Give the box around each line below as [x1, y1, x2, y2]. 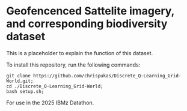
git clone [6, 73, 31, 79]
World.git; [6, 78, 34, 84]
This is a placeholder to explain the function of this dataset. [6, 49, 153, 56]
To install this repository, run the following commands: [6, 61, 141, 68]
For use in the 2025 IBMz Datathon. [6, 99, 94, 106]
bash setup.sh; [6, 88, 44, 94]
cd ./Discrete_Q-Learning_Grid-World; [6, 83, 103, 89]
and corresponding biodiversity [6, 17, 168, 31]
